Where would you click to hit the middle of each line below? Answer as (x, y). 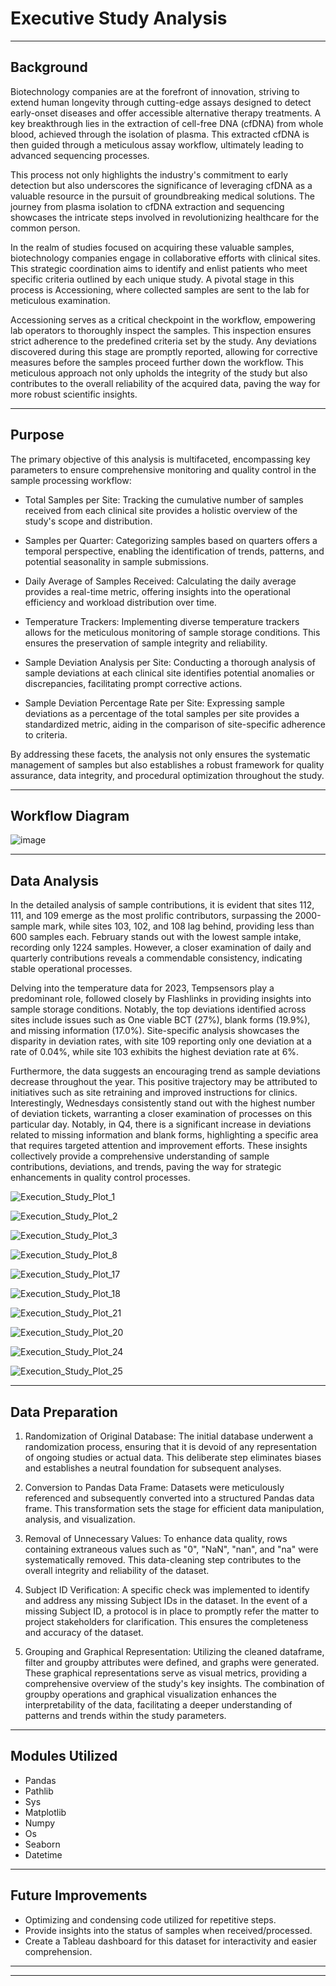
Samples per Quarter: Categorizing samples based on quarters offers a (171, 540)
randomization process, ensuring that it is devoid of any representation (171, 1446)
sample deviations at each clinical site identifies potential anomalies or (169, 673)
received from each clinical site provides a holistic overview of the (161, 510)
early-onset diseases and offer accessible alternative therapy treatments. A (166, 113)
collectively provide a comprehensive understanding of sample (140, 1156)
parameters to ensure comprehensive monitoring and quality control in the (163, 469)
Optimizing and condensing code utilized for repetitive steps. (150, 1919)
